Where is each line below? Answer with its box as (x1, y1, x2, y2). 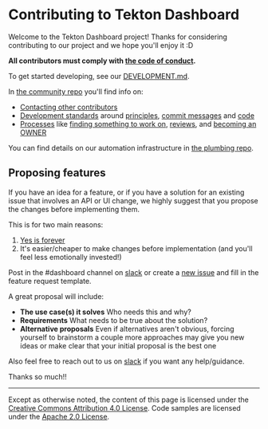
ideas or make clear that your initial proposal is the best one (19, 340, 217, 350)
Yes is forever (19, 235, 65, 245)
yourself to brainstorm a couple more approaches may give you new (19, 333, 245, 342)
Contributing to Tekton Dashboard (8, 6, 240, 24)
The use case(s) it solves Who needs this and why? (19, 307, 191, 317)
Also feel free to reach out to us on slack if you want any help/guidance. (8, 356, 245, 366)
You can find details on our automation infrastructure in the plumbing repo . (8, 143, 254, 152)
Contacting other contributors (19, 102, 118, 112)
